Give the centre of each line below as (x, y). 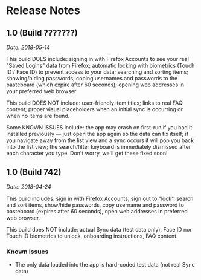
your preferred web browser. (42, 91)
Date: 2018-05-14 (28, 47)
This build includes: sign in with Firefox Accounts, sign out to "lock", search (100, 198)
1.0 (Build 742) (34, 172)
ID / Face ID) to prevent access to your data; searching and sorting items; (97, 72)
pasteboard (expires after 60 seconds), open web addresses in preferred (97, 211)
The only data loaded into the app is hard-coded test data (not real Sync (105, 265)
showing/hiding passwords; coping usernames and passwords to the (92, 78)
